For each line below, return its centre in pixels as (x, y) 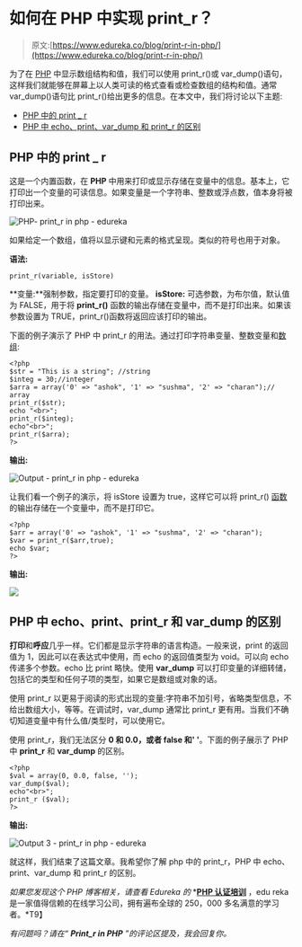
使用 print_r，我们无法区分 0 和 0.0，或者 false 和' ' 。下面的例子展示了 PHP (149, 739)
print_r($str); (38, 403)
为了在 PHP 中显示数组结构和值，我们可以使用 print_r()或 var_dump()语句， (148, 74)
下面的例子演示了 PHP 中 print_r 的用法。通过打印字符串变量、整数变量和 (144, 335)
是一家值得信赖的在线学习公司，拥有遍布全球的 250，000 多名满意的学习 (145, 903)
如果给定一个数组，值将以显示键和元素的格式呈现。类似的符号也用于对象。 (147, 240)
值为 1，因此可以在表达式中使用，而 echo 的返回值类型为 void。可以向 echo (149, 656)
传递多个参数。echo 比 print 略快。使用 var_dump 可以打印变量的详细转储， (150, 668)
